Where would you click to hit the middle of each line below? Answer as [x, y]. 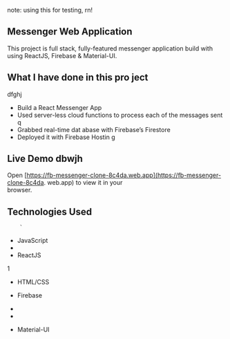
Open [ [17, 175]
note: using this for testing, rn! [50, 10]
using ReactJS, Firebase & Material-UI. [62, 55]
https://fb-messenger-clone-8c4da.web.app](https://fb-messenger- [124, 175]
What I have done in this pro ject [78, 78]
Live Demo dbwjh [45, 159]
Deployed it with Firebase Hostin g [66, 137]
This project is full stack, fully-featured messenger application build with [110, 48]
